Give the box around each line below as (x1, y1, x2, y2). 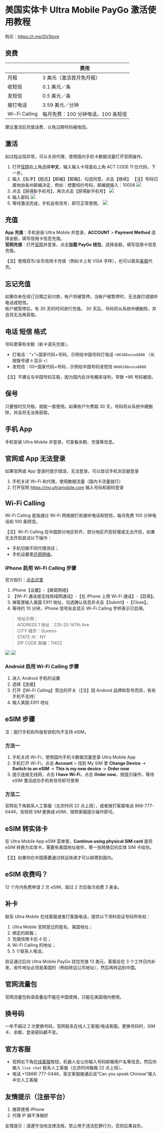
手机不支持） (12, 693, 38, 699)
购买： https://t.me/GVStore (5, 34, 60, 39)
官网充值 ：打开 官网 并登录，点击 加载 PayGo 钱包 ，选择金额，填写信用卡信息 (5, 241, 157, 248)
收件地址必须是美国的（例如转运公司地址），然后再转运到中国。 (13, 964, 139, 970)
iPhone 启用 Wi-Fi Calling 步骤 (5, 565, 77, 571)
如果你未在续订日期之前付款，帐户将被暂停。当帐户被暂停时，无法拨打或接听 (5, 293, 158, 299)
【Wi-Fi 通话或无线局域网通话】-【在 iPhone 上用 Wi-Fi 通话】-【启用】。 (12, 593, 158, 599)
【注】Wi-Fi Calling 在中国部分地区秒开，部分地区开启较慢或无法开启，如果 (5, 529, 155, 535)
